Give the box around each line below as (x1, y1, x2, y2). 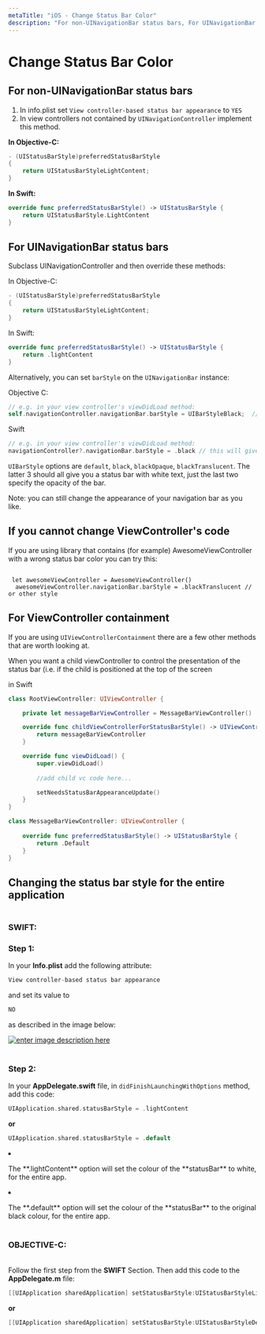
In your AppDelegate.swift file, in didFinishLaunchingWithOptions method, (8, 1082, 251, 1091)
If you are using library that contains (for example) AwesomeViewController (8, 545, 252, 555)
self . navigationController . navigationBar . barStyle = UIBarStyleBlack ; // (8, 410, 259, 418)
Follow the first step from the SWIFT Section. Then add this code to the (8, 1265, 241, 1275)
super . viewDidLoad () (36, 759, 104, 768)
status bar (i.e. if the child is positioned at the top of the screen (8, 664, 213, 674)
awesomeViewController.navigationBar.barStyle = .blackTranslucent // (15, 583, 252, 591)
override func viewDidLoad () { (22, 753, 125, 760)
